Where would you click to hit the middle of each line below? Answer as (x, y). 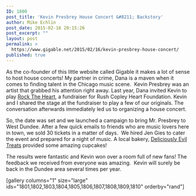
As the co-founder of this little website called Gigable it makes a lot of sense (98, 71)
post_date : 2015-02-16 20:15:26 (45, 28)
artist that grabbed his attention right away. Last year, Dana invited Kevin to (97, 90)
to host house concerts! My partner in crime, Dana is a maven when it (90, 78)
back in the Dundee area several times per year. (64, 169)
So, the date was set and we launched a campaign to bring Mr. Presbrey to (96, 120)
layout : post (22, 39)
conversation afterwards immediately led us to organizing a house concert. (96, 109)
